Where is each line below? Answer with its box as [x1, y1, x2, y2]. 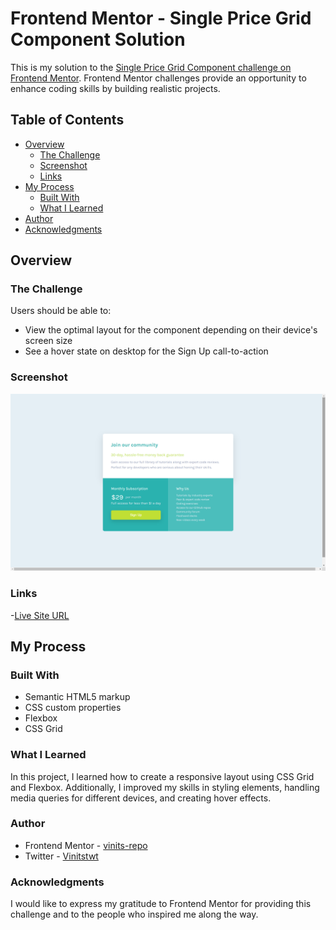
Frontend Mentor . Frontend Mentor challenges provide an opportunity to [10, 72, 307, 84]
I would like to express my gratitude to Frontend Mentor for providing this [10, 898, 312, 910]
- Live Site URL [10, 609, 70, 621]
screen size [24, 335, 73, 347]
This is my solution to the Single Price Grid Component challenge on [10, 61, 292, 73]
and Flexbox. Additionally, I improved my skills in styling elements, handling [10, 781, 320, 793]
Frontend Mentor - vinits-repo [24, 839, 148, 851]
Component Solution [10, 28, 186, 51]
